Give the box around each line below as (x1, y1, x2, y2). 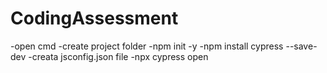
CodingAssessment (10, 7, 179, 30)
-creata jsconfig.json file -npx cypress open (28, 50, 209, 62)
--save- (285, 40, 318, 52)
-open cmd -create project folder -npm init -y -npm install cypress (10, 40, 284, 52)
